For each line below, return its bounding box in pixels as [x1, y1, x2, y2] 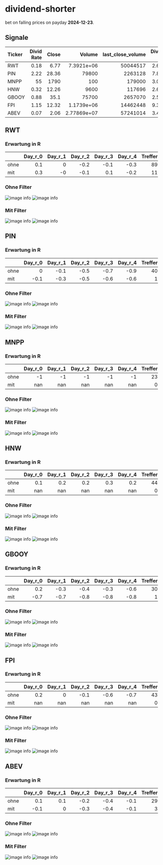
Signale [5, 34, 29, 42]
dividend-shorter [5, 3, 76, 15]
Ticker [7, 51, 23, 58]
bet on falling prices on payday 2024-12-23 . [5, 19, 94, 25]
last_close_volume [102, 51, 146, 58]
